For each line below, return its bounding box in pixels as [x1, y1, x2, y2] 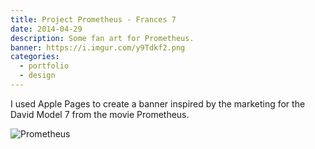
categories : [10, 52, 60, 62]
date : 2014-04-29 [10, 24, 83, 34]
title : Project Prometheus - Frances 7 [10, 14, 177, 25]
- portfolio [19, 61, 70, 71]
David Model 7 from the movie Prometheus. [10, 108, 190, 120]
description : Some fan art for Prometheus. [10, 33, 195, 43]
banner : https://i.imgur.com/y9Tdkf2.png [10, 42, 186, 53]
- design [19, 71, 56, 81]
